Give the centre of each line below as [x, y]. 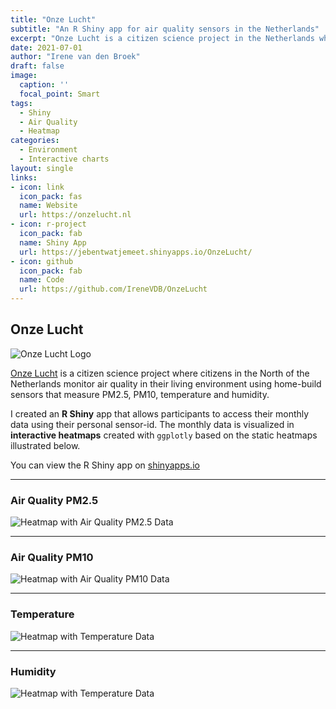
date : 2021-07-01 [46, 47]
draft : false [37, 66]
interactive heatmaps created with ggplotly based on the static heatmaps [164, 435]
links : [24, 177]
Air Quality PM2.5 [54, 500]
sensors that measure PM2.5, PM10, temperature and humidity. [140, 394]
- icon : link [37, 187]
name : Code [42, 280]
